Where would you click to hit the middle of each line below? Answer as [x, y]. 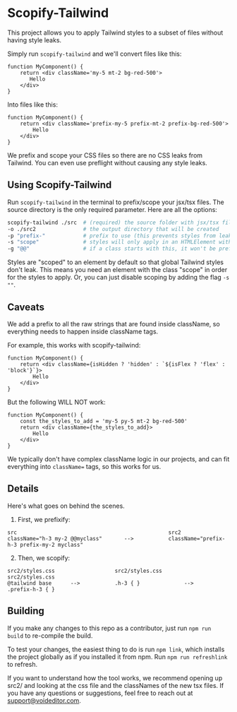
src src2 [94, 532]
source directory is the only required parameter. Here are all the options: [112, 209]
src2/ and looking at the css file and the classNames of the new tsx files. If [116, 685]
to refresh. [23, 664]
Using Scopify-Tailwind [60, 185]
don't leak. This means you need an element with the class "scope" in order [117, 270]
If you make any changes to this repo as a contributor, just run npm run [109, 628]
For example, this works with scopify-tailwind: [74, 345]
